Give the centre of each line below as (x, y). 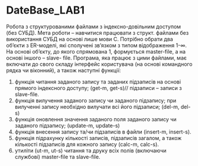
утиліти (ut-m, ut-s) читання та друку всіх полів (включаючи (90, 150)
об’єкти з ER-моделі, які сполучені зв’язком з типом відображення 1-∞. (97, 45)
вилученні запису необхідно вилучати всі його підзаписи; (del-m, (97, 107)
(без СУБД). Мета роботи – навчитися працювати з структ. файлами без (98, 32)
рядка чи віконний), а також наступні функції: (64, 70)
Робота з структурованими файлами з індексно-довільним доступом (94, 26)
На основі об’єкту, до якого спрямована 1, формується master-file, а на (96, 51)
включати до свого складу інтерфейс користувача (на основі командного (99, 64)
